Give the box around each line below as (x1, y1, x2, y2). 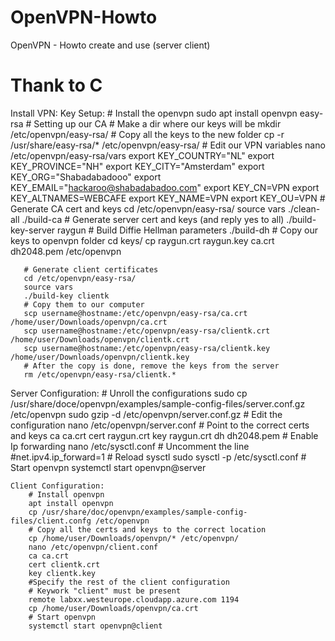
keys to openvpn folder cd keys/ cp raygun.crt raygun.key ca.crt (10, 234, 275, 246)
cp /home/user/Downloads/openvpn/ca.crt (28, 603, 199, 613)
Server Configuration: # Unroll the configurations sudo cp (10, 387, 248, 399)
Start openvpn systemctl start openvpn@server (10, 461, 207, 473)
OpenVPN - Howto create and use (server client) (10, 39, 211, 51)
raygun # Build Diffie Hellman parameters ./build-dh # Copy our (57, 224, 318, 236)
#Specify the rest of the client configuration (28, 577, 230, 587)
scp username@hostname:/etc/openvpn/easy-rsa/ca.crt (23, 308, 248, 318)
